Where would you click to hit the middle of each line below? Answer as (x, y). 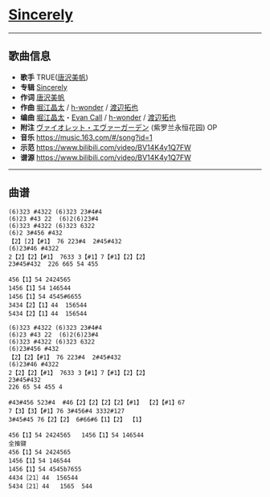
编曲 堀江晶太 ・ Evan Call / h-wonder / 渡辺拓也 (98, 117)
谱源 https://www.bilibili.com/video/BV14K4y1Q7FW (105, 157)
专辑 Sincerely (44, 87)
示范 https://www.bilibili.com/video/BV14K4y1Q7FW (105, 147)
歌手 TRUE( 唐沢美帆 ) (54, 77)
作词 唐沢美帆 (42, 97)
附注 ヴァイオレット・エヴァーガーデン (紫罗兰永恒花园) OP (119, 127)
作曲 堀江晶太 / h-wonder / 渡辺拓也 (79, 107)
